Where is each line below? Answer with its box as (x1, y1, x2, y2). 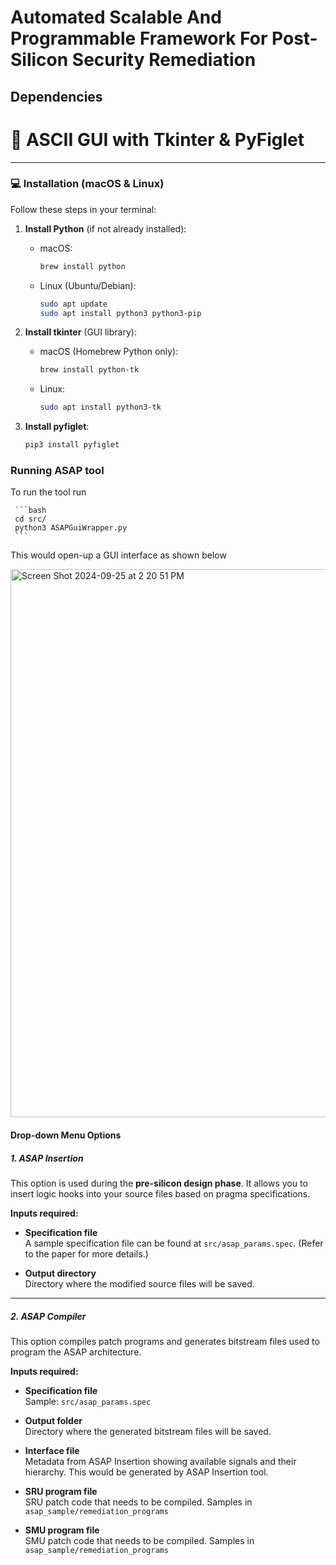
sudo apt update (39, 299, 108, 309)
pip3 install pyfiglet (24, 440, 120, 450)
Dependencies (10, 88, 103, 105)
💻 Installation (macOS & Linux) (10, 177, 165, 191)
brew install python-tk (39, 365, 140, 375)
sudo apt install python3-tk (39, 402, 162, 413)
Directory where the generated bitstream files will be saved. (24, 1425, 272, 1437)
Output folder (24, 1414, 83, 1426)
